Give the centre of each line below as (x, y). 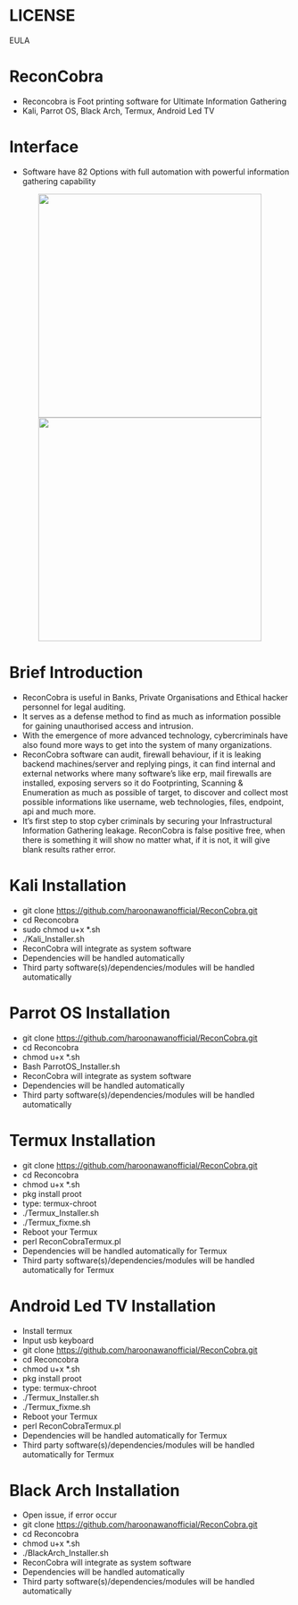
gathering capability (59, 181)
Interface (44, 147)
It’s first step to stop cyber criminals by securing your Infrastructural (147, 820)
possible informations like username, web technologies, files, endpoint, (153, 802)
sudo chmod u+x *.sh (61, 929)
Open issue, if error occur (70, 1515)
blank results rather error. (69, 849)
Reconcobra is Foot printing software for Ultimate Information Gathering (154, 101)
